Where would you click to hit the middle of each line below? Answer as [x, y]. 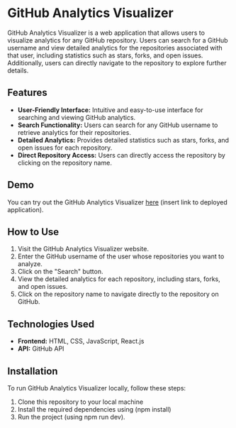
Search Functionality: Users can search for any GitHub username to [118, 125]
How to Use [33, 232]
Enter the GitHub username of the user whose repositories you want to [121, 256]
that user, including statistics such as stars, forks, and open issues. [105, 55]
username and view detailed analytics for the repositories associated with [115, 48]
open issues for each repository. [65, 148]
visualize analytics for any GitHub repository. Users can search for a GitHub [118, 40]
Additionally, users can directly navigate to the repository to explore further [117, 62]
